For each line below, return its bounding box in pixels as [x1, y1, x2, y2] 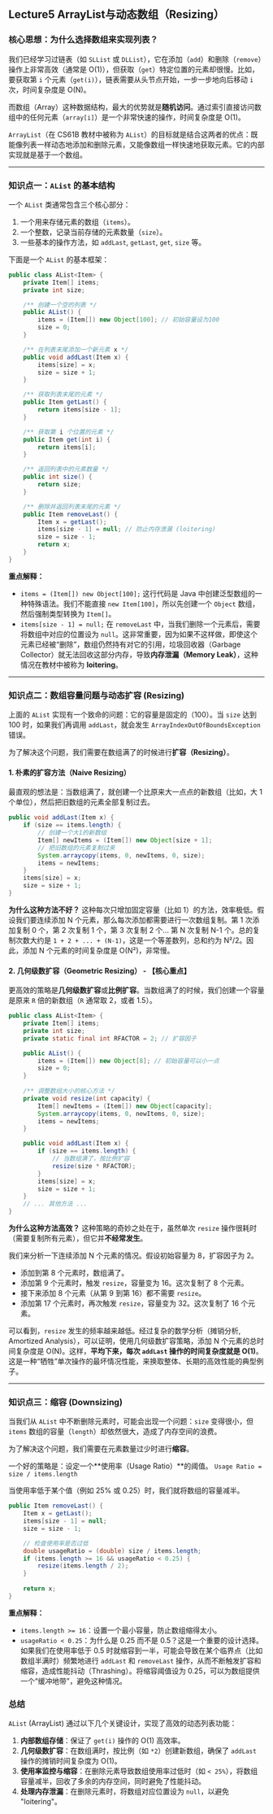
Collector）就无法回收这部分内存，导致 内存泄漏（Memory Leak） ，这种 [19, 649, 258, 659]
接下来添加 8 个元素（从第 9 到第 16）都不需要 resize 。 [19, 1289, 206, 1298]
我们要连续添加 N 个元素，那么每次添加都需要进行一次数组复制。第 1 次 [15, 914, 253, 925]
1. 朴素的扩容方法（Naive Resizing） [8, 767, 132, 777]
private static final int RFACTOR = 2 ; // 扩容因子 [23, 1034, 197, 1043]
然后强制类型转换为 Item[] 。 [19, 608, 116, 618]
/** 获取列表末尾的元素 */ [23, 390, 103, 399]
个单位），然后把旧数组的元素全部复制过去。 [8, 797, 154, 807]
